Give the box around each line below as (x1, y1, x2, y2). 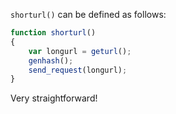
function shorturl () (10, 28, 97, 38)
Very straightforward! (10, 92, 98, 104)
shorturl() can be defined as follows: (10, 9, 167, 20)
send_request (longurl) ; (28, 65, 128, 75)
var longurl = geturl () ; (28, 46, 132, 56)
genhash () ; (28, 55, 74, 66)
